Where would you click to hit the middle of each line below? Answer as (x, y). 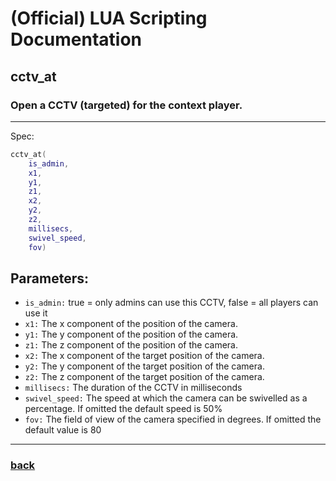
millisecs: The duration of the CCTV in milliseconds (133, 388)
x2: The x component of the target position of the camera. (144, 356)
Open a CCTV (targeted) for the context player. (126, 105)
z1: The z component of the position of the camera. (131, 345)
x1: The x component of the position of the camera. (131, 324)
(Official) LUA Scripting (109, 18)
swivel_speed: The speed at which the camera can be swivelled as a (166, 398)
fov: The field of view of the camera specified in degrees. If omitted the (173, 419)
